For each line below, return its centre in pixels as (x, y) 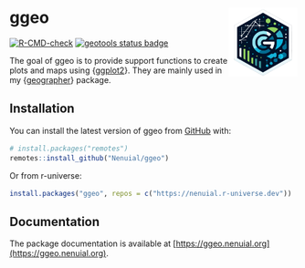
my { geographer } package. (60, 79)
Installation (42, 109)
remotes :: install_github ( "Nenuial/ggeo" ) (89, 158)
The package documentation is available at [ (93, 243)
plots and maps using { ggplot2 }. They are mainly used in (116, 70)
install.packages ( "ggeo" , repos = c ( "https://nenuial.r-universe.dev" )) (151, 193)
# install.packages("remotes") (69, 149)
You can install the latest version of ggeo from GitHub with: (121, 130)
